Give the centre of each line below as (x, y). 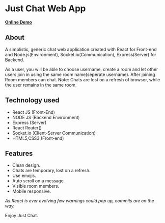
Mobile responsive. (31, 191)
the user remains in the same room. (41, 85)
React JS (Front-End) (33, 112)
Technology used (32, 100)
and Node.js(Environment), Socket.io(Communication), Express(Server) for (81, 54)
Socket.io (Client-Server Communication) (54, 133)
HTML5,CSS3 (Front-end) (38, 138)
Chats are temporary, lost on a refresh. (51, 171)
